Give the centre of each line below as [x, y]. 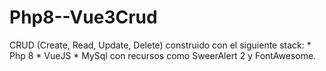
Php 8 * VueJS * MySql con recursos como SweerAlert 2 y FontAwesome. [163, 55]
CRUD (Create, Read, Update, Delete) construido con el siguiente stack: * [160, 45]
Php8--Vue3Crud [83, 17]
